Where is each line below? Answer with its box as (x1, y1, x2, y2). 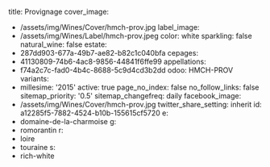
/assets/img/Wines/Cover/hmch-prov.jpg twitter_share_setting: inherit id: (19, 100, 262, 109)
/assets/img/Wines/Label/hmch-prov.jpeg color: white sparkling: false (19, 31, 252, 40)
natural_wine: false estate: (19, 40, 107, 49)
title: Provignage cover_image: (8, 7, 110, 16)
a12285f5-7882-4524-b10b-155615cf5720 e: (19, 108, 169, 118)
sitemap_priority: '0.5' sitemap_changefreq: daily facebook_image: (19, 91, 242, 100)
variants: (19, 74, 50, 83)
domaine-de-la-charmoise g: (19, 117, 117, 126)
